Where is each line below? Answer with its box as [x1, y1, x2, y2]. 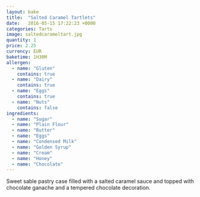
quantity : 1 [6, 37, 36, 43]
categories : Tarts [6, 25, 53, 32]
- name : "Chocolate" [11, 161, 63, 167]
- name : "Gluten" [11, 65, 56, 72]
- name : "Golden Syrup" [11, 144, 71, 150]
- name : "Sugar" [11, 116, 53, 122]
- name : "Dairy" [11, 76, 53, 82]
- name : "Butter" [11, 127, 56, 133]
